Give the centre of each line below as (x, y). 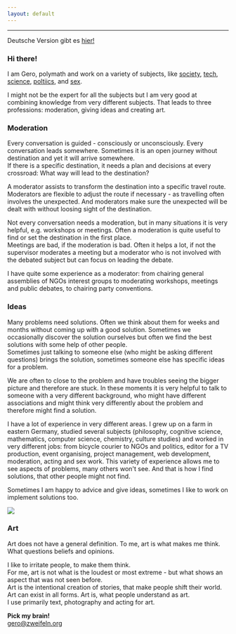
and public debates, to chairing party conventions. (80, 289)
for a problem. (28, 366)
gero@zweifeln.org (35, 623)
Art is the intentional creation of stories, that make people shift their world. (115, 587)
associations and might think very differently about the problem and (105, 403)
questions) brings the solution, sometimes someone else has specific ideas (116, 359)
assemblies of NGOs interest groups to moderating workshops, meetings (113, 281)
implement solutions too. (43, 497)
